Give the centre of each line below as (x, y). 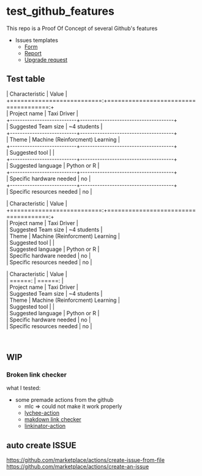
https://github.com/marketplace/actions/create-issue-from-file (86, 460)
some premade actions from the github (64, 400)
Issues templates (36, 40)
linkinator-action (45, 426)
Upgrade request (46, 60)
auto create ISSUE (41, 445)
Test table (26, 79)
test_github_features (60, 11)
